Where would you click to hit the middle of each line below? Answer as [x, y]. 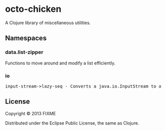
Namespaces [26, 38]
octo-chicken [33, 9]
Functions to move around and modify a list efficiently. [60, 63]
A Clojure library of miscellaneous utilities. [48, 23]
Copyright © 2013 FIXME [30, 113]
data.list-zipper [24, 52]
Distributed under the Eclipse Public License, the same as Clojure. [72, 123]
